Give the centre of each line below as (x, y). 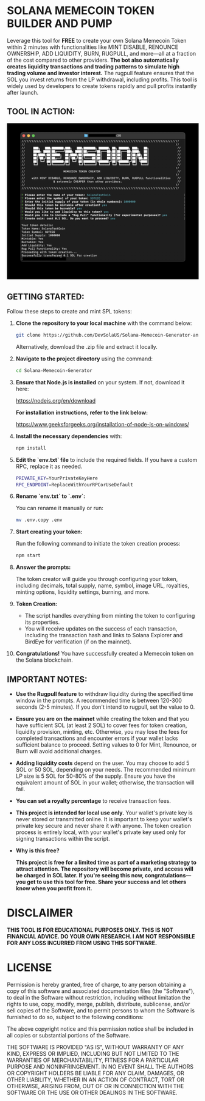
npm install (31, 448)
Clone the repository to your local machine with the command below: (104, 323)
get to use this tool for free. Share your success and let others (107, 882)
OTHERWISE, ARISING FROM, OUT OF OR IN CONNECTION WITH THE (96, 1086)
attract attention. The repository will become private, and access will (104, 869)
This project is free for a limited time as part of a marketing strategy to (106, 862)
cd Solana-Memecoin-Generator (54, 370)
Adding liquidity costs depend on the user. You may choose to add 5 (102, 763)
